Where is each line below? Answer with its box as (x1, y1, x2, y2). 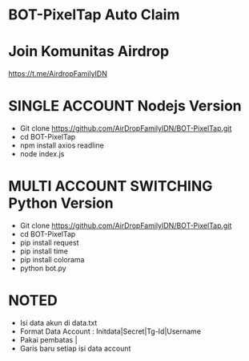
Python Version (8, 194, 114, 213)
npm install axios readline (19, 140, 104, 150)
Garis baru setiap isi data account (19, 343, 131, 353)
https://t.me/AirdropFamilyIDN (8, 69, 108, 79)
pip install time (19, 246, 68, 256)
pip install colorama (19, 255, 85, 264)
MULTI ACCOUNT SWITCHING (8, 177, 213, 196)
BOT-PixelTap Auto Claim (8, 6, 180, 24)
